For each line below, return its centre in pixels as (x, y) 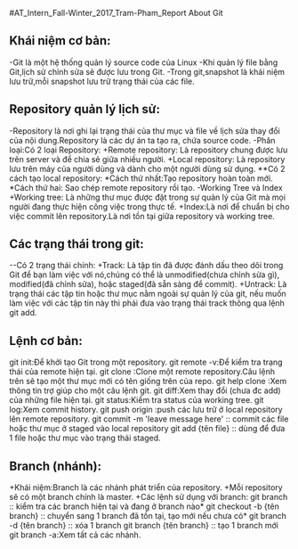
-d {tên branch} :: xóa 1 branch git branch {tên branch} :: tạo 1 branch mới (144, 526)
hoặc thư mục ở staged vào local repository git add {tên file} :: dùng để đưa (147, 429)
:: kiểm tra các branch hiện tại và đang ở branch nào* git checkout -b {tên (145, 506)
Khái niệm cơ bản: (60, 41)
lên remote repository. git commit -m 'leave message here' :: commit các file (149, 419)
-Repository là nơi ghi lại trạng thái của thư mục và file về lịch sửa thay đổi (145, 131)
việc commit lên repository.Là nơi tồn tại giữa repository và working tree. (142, 216)
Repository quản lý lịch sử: (85, 109)
